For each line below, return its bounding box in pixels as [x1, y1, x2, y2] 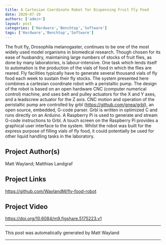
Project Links [5, 175, 46, 184]
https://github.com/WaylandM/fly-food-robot [5, 188, 97, 194]
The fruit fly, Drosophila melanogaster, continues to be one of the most [5, 44, 149, 49]
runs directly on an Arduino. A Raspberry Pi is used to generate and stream [5, 112, 158, 118]
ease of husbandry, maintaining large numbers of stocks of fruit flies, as [5, 54, 152, 60]
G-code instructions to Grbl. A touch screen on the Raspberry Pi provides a [5, 117, 158, 123]
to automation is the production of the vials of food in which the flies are [5, 65, 152, 71]
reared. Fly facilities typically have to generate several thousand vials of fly [5, 70, 158, 76]
